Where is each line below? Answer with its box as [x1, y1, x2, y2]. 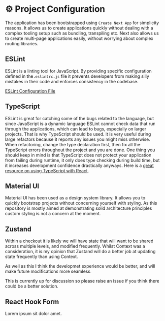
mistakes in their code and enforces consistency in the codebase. [5, 78, 139, 84]
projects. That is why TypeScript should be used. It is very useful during [5, 131, 151, 137]
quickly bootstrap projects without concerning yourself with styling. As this [5, 200, 158, 206]
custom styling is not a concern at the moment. [5, 211, 101, 217]
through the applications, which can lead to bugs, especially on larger [5, 126, 147, 131]
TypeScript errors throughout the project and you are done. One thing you [5, 147, 155, 153]
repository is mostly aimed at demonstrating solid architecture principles [5, 205, 152, 211]
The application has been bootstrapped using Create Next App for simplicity [5, 20, 159, 26]
